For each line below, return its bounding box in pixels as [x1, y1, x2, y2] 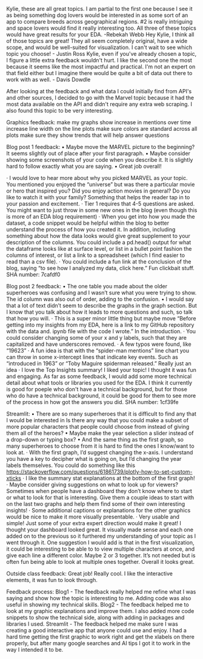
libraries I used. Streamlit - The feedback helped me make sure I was [6, 620, 179, 628]
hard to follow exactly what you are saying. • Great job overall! [6, 163, 162, 170]
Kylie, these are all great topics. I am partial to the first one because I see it [6, 5, 193, 12]
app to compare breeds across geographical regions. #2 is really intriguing [6, 18, 193, 25]
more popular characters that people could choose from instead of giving [6, 423, 190, 430]
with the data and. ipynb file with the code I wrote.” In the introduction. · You [6, 328, 196, 335]
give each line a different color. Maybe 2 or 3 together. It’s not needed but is [6, 552, 196, 559]
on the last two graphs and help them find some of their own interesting [6, 500, 185, 508]
